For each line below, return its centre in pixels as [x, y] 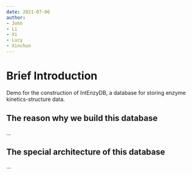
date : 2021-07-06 [28, 12]
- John [15, 23]
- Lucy [15, 40]
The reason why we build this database [82, 118]
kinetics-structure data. [36, 99]
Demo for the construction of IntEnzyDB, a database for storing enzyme [96, 92]
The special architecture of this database [86, 152]
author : [16, 18]
